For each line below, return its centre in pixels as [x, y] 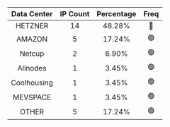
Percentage [117, 14]
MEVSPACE [32, 97]
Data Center [32, 14]
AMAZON [32, 39]
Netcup [32, 54]
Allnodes [32, 68]
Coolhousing [32, 83]
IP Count [75, 14]
